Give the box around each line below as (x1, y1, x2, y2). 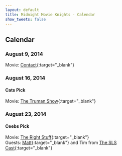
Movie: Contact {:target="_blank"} (5, 62, 74, 68)
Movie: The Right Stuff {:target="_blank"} (5, 134, 89, 140)
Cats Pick (5, 87, 26, 93)
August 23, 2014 (5, 111, 47, 118)
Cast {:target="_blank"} (5, 145, 53, 151)
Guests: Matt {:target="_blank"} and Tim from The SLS (5, 139, 117, 146)
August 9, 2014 (5, 50, 44, 57)
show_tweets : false (5, 17, 46, 22)
